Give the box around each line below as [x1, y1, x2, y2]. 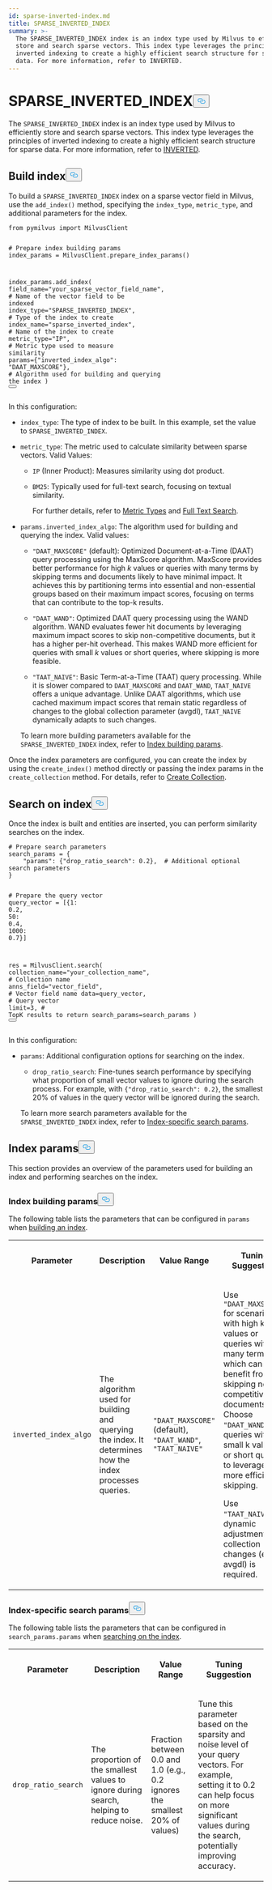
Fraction [151, 1734, 183, 1745]
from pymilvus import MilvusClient [8, 223, 129, 232]
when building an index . [8, 1223, 88, 1232]
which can [223, 1358, 263, 1369]
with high [223, 1317, 259, 1329]
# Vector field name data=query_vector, [8, 990, 147, 998]
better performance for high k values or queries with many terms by [32, 564, 259, 573]
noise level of [198, 1739, 249, 1750]
